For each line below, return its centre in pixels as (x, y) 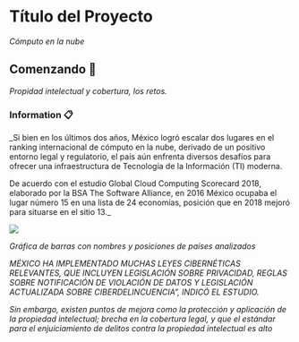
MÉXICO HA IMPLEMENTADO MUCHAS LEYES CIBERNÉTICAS (125, 264)
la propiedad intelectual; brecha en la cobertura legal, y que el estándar (142, 319)
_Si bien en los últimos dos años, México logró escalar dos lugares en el (142, 138)
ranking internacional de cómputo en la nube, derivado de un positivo (137, 147)
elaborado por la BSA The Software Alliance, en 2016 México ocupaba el (143, 193)
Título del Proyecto (81, 17)
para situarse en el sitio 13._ (60, 212)
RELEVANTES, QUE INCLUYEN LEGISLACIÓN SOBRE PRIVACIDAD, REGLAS (149, 273)
